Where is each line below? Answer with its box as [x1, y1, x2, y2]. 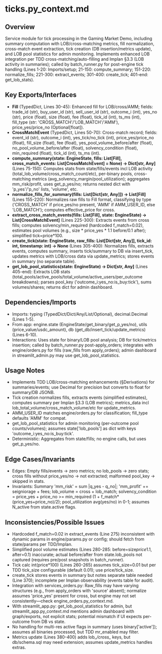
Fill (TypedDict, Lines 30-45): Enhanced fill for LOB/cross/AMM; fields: [12, 103, 153, 110]
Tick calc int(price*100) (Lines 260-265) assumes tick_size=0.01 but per [12, 562, 156, 568]
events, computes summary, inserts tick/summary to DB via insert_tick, [12, 248, 154, 254]
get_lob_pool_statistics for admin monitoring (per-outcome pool [12, 421, 139, 426]
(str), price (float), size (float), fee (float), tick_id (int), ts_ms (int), [12, 114, 141, 120]
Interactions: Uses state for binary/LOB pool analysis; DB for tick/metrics [12, 337, 157, 343]
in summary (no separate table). [12, 258, 76, 264]
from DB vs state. [30, 619, 66, 624]
